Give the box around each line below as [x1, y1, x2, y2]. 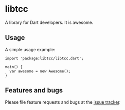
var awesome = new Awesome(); [9, 69, 71, 73]
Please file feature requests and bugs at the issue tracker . [5, 99, 121, 105]
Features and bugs [5, 86, 63, 94]
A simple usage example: [5, 46, 55, 52]
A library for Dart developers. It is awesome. [5, 19, 93, 25]
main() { [5, 64, 23, 69]
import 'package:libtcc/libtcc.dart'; [5, 56, 84, 61]
